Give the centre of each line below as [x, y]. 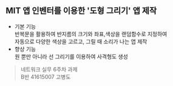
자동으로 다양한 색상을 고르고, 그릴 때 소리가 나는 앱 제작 [81, 41]
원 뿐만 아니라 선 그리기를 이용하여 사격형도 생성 [71, 57]
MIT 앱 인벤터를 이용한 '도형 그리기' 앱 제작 [81, 11]
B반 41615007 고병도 [46, 76]
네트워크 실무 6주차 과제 [49, 69]
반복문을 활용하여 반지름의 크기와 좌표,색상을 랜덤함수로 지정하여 [91, 34]
